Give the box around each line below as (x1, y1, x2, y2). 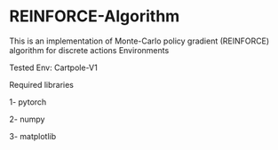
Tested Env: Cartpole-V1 (9, 62, 98, 73)
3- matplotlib (9, 130, 57, 141)
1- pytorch (9, 96, 47, 107)
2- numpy (9, 114, 45, 124)
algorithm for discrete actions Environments (9, 44, 170, 55)
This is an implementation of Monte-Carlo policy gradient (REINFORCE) (9, 36, 270, 46)
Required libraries (9, 79, 74, 90)
